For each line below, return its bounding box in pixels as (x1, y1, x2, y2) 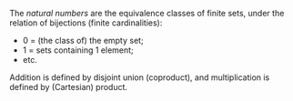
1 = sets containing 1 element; (22, 45, 134, 56)
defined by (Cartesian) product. (9, 82, 128, 92)
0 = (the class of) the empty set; (22, 35, 144, 45)
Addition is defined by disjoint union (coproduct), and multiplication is (9, 72, 270, 83)
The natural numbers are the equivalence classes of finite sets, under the (9, 8, 285, 18)
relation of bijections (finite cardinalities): (9, 17, 163, 28)
